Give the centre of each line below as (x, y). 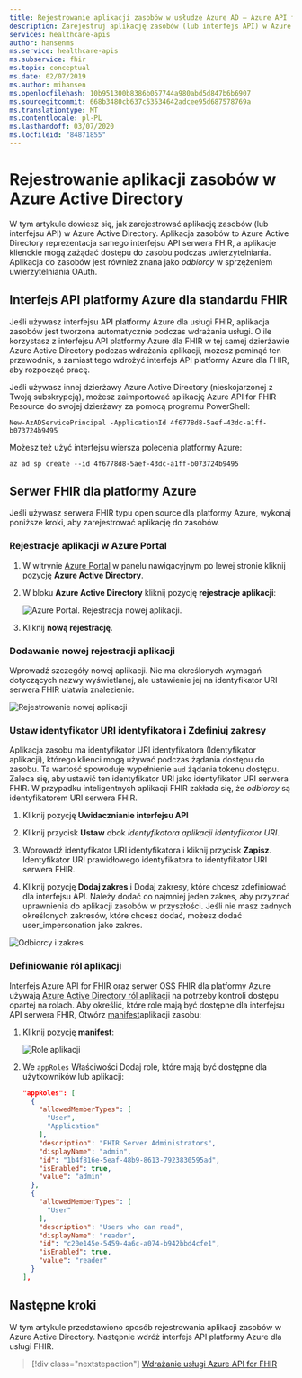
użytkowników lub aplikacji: (73, 1076)
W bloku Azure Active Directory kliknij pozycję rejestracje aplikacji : (149, 592)
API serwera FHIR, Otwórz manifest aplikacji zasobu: (106, 1014)
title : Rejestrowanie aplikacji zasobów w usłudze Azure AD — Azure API (148, 18)
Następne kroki (53, 1305)
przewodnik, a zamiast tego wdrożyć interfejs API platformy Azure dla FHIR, (149, 360)
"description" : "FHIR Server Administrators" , (128, 1143)
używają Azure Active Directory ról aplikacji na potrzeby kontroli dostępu (144, 995)
